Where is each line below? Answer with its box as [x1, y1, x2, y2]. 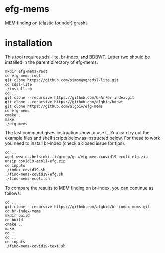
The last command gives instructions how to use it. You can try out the [5, 129, 150, 135]
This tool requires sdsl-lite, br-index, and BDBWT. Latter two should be [5, 54, 150, 60]
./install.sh [5, 86, 32, 91]
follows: [5, 190, 21, 196]
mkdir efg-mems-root [5, 69, 48, 74]
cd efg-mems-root [5, 73, 41, 78]
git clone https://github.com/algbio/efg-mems [5, 104, 103, 109]
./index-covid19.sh [5, 167, 46, 172]
